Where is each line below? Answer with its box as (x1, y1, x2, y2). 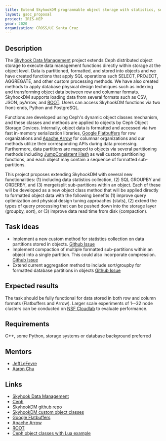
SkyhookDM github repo (12, 404, 62, 410)
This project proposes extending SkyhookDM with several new (5, 171, 133, 177)
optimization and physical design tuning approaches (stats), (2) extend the (5, 197, 157, 203)
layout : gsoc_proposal (5, 12, 52, 17)
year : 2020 (5, 21, 28, 26)
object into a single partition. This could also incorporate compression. (12, 252, 156, 257)
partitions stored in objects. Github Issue (12, 241, 95, 247)
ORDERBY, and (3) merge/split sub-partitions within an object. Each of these (5, 182, 161, 188)
